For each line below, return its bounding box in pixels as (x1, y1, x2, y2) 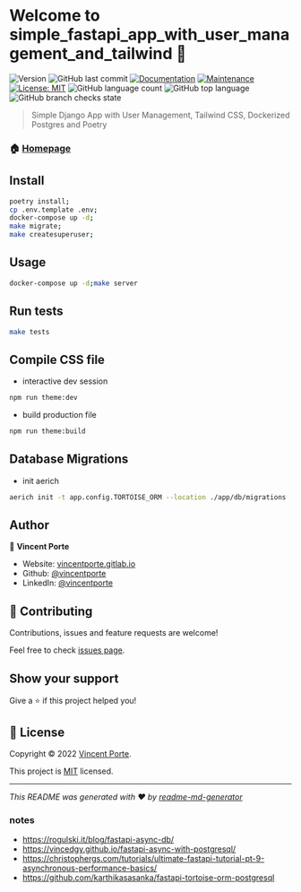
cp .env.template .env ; (9, 205, 99, 214)
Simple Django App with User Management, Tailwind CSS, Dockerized (30, 109, 290, 120)
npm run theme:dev (9, 394, 78, 403)
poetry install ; (9, 196, 70, 206)
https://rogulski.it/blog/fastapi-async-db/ (21, 835, 175, 845)
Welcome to (9, 5, 100, 26)
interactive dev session (21, 376, 108, 386)
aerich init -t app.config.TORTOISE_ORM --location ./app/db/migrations (9, 492, 287, 502)
